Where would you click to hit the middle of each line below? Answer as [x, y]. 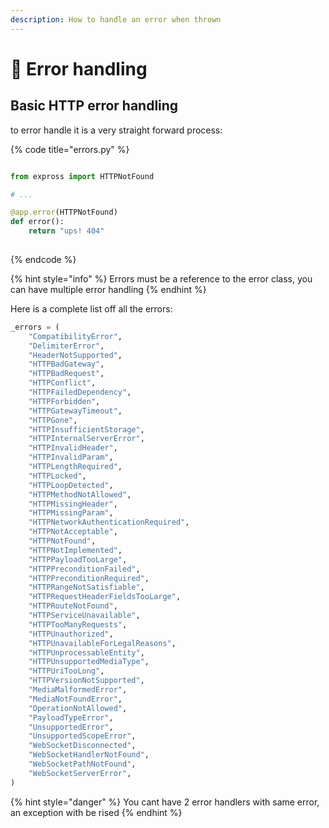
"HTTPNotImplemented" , [75, 550]
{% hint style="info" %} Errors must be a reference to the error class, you [161, 278]
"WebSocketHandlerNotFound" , [89, 755]
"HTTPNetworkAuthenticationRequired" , [109, 522]
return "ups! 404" [66, 231]
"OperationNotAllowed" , [78, 708]
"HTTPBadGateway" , [66, 364]
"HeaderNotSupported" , [75, 355]
